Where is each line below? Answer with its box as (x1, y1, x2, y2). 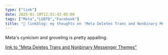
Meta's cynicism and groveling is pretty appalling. (5, 35, 107, 41)
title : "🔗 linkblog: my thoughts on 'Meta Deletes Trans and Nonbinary (5, 21, 157, 26)
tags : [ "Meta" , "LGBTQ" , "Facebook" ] (5, 16, 79, 21)
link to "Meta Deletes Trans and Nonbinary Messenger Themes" (5, 44, 137, 50)
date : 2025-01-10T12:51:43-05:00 (5, 12, 75, 17)
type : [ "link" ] (5, 7, 37, 12)
